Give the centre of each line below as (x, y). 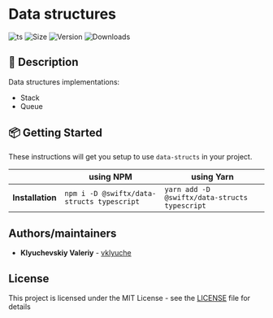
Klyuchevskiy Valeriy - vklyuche (76, 253)
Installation (35, 198)
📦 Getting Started (56, 133)
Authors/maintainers (63, 233)
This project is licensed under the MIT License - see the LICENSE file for (129, 298)
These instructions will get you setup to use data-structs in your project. (130, 156)
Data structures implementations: (64, 81)
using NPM (110, 176)
